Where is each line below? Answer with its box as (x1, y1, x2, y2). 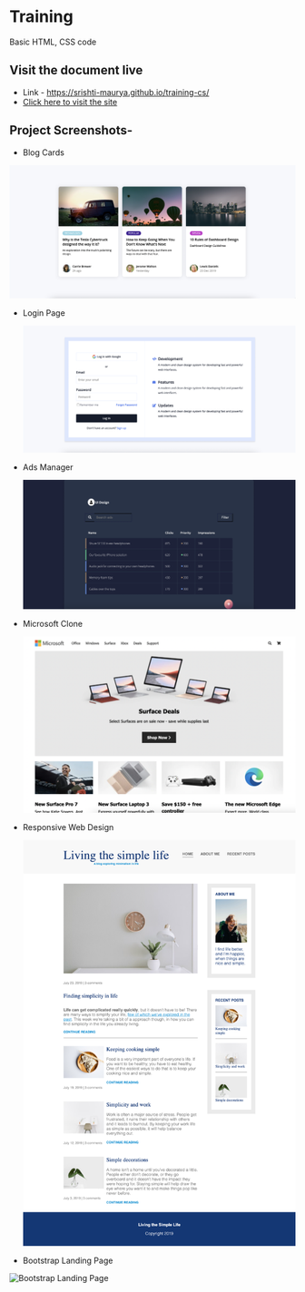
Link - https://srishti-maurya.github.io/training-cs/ (22, 86, 210, 97)
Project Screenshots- (9, 122, 133, 138)
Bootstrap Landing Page (22, 1255, 113, 1266)
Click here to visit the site (22, 96, 118, 107)
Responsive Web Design (22, 821, 114, 832)
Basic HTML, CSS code (9, 36, 97, 47)
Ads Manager (22, 462, 74, 473)
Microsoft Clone (22, 619, 84, 630)
